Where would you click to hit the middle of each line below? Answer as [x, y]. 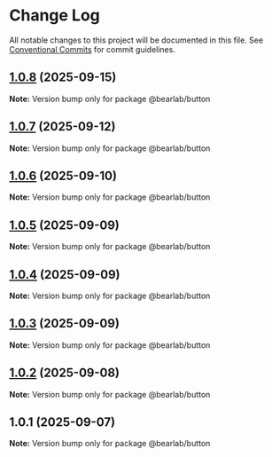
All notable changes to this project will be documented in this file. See [136, 40]
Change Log [54, 16]
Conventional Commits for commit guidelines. [92, 49]
